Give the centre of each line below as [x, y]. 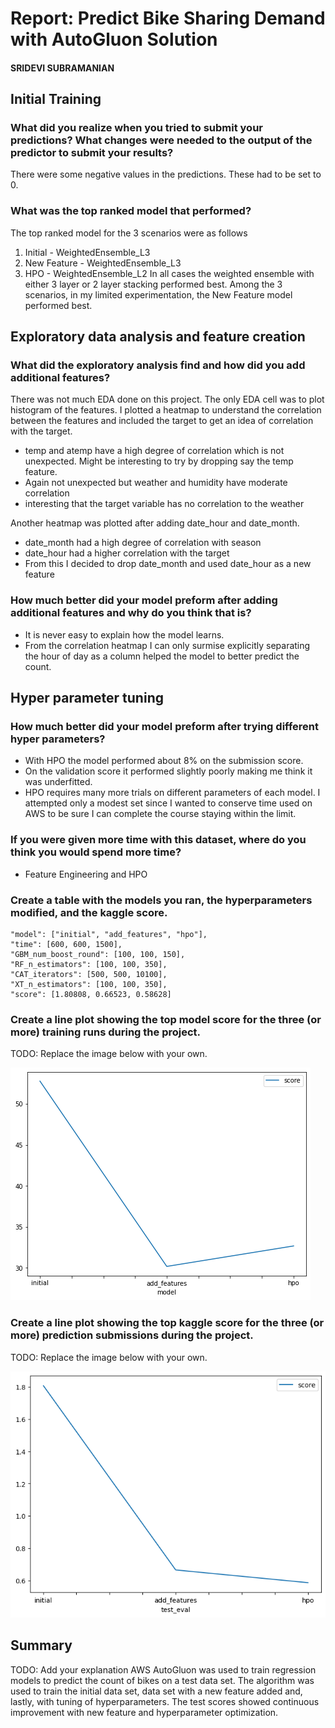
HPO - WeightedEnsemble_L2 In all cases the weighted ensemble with [169, 273]
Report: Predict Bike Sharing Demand [168, 18]
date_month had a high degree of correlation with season [143, 543]
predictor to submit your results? [92, 153]
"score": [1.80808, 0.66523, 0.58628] [91, 995]
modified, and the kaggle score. [89, 912]
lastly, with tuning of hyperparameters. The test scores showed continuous [165, 1701]
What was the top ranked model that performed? [131, 211]
